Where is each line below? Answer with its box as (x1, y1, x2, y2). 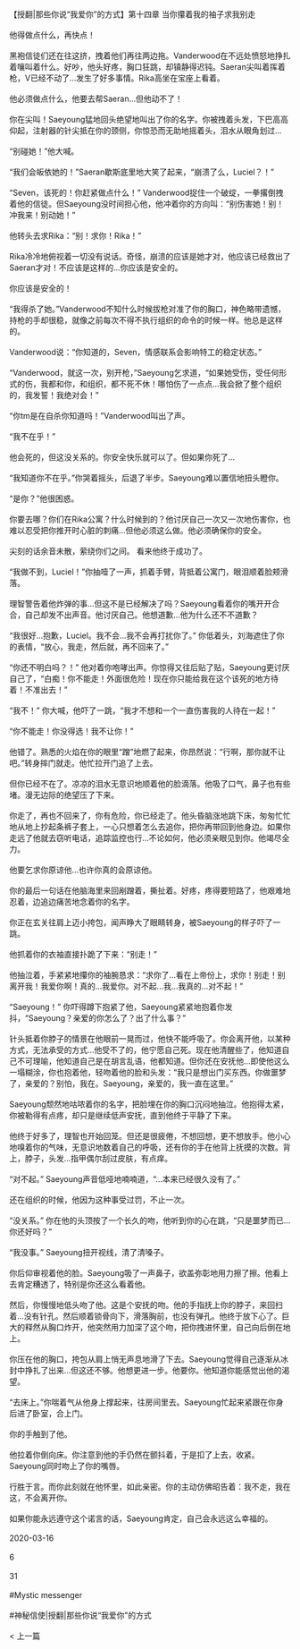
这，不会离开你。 (9, 1492, 72, 1503)
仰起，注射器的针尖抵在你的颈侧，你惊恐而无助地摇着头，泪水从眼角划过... (9, 125, 283, 136)
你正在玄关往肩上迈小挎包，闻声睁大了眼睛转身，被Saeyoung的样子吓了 (9, 917, 273, 928)
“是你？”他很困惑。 (9, 493, 79, 504)
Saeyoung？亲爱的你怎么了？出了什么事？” (28, 1013, 187, 1023)
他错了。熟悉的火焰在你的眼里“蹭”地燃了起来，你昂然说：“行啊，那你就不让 (9, 746, 286, 757)
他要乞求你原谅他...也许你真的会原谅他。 (9, 864, 158, 875)
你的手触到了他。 (9, 1429, 72, 1439)
